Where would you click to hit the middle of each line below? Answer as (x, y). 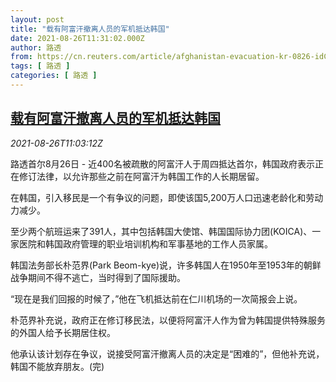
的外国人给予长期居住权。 (63, 332)
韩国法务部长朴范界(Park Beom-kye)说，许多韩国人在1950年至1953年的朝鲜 (166, 265)
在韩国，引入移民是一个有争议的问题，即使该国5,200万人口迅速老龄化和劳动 (167, 197)
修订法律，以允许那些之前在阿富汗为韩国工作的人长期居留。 (141, 176)
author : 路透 (36, 47)
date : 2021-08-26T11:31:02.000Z (77, 38)
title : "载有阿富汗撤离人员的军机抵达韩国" (90, 29)
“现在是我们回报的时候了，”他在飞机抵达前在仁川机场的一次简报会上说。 (156, 298)
